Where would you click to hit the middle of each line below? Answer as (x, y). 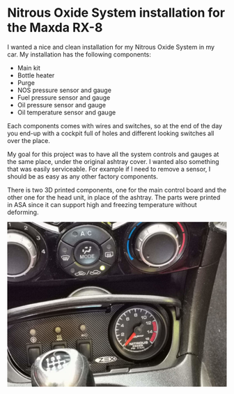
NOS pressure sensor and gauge (64, 90)
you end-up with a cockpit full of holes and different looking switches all (111, 133)
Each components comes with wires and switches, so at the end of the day (115, 126)
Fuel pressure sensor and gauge (64, 97)
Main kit (29, 68)
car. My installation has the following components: (79, 54)
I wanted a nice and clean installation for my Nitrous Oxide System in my (111, 47)
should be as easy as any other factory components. (83, 176)
